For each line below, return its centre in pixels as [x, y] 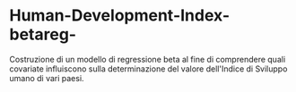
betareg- [43, 34]
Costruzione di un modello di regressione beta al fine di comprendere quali [148, 59]
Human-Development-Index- [120, 16]
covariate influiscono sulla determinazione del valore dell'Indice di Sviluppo [148, 69]
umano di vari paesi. [47, 78]
